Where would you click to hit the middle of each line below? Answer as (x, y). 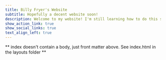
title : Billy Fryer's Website (36, 10)
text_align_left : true (28, 33)
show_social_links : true (31, 28)
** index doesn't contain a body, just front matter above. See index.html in (81, 47)
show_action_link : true (30, 24)
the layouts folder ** (26, 52)
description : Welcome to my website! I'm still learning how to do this (82, 19)
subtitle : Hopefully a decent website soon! (52, 14)
